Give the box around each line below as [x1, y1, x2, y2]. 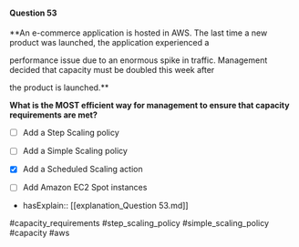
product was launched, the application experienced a [9, 37, 210, 48]
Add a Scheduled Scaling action [22, 164, 143, 175]
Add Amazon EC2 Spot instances [22, 182, 148, 193]
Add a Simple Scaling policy [22, 146, 128, 157]
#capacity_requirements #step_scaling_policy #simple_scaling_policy [9, 218, 270, 229]
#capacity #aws [9, 228, 70, 239]
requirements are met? [9, 109, 98, 120]
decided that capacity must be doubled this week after [9, 65, 215, 76]
